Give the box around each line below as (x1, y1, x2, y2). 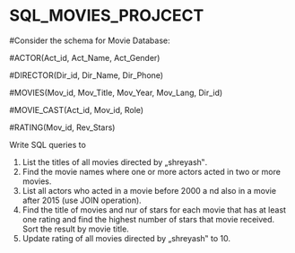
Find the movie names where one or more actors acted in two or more (22, 166, 281, 177)
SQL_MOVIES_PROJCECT (9, 5, 204, 26)
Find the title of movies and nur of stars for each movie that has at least (22, 204, 287, 215)
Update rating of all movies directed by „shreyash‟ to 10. (22, 232, 231, 243)
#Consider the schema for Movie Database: (9, 35, 170, 46)
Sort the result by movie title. (22, 223, 130, 234)
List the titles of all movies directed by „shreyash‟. (22, 156, 208, 167)
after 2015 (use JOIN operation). (22, 195, 142, 205)
